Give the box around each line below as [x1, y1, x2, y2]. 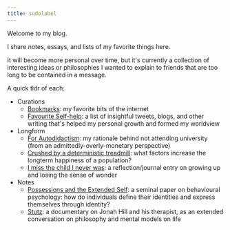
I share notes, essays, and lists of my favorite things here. [7, 42, 171, 50]
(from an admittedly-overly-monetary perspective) [27, 141, 171, 149]
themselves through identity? [27, 200, 110, 208]
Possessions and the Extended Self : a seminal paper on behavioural [27, 185, 220, 193]
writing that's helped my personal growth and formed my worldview [27, 119, 220, 128]
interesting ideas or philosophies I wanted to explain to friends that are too [7, 63, 218, 71]
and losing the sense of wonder [27, 171, 118, 179]
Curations [17, 97, 45, 106]
